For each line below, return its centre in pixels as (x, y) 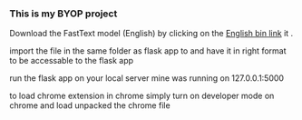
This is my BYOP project (63, 14)
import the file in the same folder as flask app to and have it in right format (148, 51)
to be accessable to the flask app (72, 61)
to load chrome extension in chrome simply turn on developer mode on (142, 96)
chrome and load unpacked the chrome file (90, 105)
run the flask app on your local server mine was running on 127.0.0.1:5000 (146, 78)
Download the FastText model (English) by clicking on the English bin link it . (151, 34)
